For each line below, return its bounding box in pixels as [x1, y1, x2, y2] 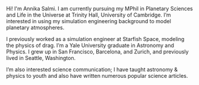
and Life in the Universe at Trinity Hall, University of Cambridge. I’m [6, 11, 171, 18]
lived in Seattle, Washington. [6, 55, 76, 61]
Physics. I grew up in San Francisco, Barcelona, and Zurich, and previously [6, 48, 189, 55]
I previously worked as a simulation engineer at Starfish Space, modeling [6, 36, 185, 42]
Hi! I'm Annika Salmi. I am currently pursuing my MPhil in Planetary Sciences [6, 5, 193, 12]
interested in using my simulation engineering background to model [6, 18, 171, 24]
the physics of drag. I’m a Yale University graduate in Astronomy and [6, 42, 174, 49]
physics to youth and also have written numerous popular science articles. [6, 73, 188, 79]
